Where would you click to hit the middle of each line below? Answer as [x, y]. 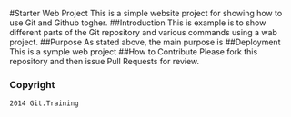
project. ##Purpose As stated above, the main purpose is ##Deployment [145, 42]
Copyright [32, 84]
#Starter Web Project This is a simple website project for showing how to [146, 13]
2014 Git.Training [44, 103]
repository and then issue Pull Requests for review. [105, 61]
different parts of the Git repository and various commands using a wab [143, 32]
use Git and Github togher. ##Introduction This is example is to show [138, 23]
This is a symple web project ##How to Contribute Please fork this [134, 52]
